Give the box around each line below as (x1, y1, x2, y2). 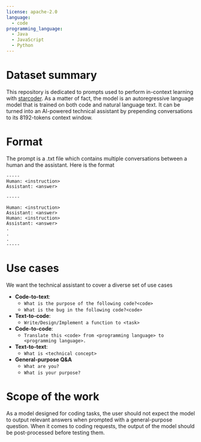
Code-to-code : (14, 325, 53, 332)
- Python (11, 43, 34, 49)
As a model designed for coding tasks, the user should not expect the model (6, 409, 195, 417)
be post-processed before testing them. (6, 429, 105, 436)
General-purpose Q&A (14, 356, 72, 363)
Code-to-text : (14, 293, 51, 300)
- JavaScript (11, 37, 44, 43)
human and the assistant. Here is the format (6, 161, 115, 169)
